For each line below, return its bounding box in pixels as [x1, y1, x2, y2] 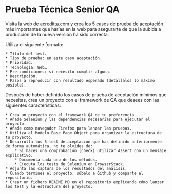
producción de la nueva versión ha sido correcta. [5, 31, 109, 37]
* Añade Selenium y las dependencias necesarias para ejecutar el [5, 117, 150, 122]
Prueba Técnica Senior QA [5, 4, 120, 15]
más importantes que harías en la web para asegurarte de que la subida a [5, 26, 161, 32]
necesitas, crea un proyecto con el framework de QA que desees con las [5, 97, 159, 103]
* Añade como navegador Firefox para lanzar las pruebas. [5, 125, 132, 131]
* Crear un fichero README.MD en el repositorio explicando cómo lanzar [5, 179, 164, 185]
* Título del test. [5, 51, 47, 56]
